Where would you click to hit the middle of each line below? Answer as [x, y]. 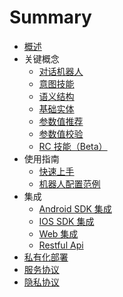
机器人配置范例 [69, 183]
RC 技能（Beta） [73, 146]
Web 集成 [58, 233]
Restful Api [61, 245]
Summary [50, 17]
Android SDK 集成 [75, 208]
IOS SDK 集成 [66, 221]
